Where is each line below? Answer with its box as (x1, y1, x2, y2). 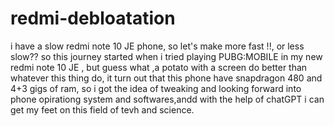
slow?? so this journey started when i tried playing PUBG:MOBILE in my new (10, 50, 323, 62)
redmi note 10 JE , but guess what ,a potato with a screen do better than (10, 61, 308, 73)
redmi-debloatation (10, 7, 176, 30)
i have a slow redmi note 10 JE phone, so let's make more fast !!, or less (10, 40, 305, 52)
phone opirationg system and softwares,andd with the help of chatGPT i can (10, 93, 325, 105)
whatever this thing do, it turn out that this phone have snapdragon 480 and (10, 72, 323, 84)
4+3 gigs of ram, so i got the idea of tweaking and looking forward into (10, 82, 302, 94)
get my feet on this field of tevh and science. (10, 103, 195, 116)
